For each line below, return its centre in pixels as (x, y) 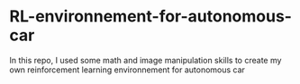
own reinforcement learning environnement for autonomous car (127, 70)
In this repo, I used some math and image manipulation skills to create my (145, 60)
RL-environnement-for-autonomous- (151, 17)
